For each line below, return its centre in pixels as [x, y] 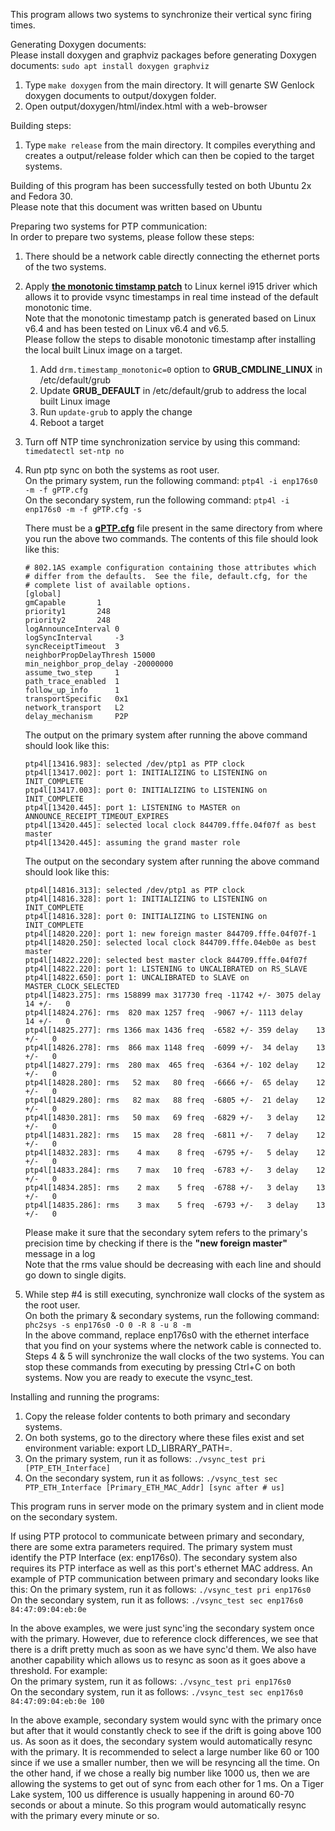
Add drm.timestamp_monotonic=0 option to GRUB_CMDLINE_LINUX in [181, 369]
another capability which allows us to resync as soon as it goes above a [158, 1660]
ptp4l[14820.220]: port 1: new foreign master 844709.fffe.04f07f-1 [170, 934]
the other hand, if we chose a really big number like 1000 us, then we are [160, 1773]
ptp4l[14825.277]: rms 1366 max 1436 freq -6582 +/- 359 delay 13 [175, 1030]
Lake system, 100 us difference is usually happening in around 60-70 [152, 1794]
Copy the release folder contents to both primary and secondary [157, 1416]
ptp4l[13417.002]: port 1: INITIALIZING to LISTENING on [146, 773]
